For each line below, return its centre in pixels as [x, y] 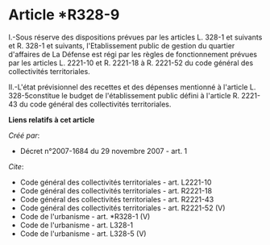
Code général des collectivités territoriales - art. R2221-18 [116, 190]
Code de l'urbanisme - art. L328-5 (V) [83, 233]
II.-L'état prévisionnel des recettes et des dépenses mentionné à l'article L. [132, 87]
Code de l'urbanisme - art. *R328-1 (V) [85, 216]
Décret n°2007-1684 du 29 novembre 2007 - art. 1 [104, 151]
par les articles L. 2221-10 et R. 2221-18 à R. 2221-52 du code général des [131, 63]
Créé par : [24, 135]
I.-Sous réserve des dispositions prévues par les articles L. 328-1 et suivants [135, 37]
